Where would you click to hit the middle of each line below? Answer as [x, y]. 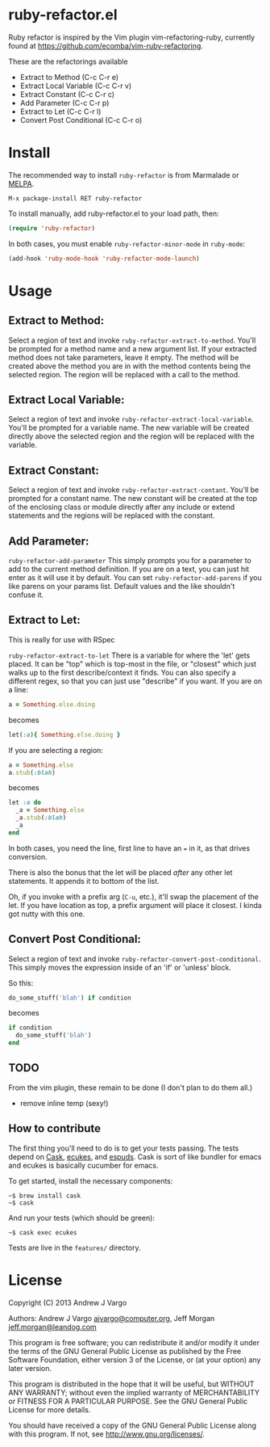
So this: [21, 982]
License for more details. [50, 1409]
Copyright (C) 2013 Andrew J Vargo [68, 1302]
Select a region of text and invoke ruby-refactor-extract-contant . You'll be [134, 490]
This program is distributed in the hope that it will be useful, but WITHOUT [131, 1384]
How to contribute [55, 1129]
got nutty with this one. [47, 914]
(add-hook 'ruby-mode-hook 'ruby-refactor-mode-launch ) [104, 259]
